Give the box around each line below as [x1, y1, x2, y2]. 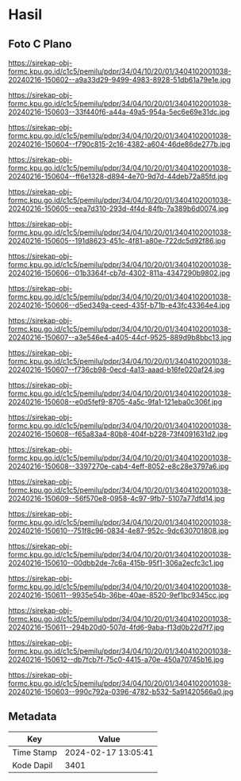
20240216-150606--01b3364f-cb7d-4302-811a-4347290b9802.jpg [8, 268, 231, 278]
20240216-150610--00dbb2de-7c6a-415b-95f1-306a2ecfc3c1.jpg [8, 558, 224, 568]
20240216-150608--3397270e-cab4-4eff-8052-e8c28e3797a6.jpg [8, 461, 229, 471]
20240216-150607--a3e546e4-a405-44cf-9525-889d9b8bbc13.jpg [8, 333, 231, 342]
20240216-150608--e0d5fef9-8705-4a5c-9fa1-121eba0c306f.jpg [8, 397, 223, 406]
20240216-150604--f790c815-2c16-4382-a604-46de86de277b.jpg [8, 140, 231, 148]
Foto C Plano [8, 37, 72, 51]
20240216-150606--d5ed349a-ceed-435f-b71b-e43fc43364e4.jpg [8, 301, 230, 310]
